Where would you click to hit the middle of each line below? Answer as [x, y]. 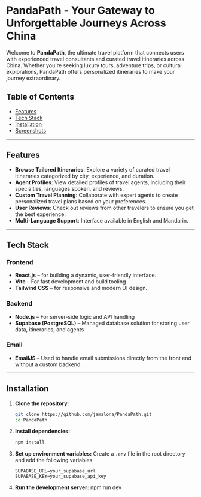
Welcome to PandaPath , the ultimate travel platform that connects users [95, 52]
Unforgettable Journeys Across [86, 23]
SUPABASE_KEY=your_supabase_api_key [60, 477]
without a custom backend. [48, 364]
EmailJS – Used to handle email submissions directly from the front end [103, 358]
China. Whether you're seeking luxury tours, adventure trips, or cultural [94, 65]
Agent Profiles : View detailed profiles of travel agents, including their [100, 182]
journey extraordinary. [33, 78]
